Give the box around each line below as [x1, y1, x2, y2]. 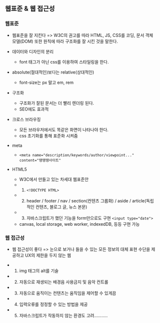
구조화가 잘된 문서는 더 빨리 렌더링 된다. [19, 100, 94, 106]
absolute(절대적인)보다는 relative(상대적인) [12, 69, 94, 75]
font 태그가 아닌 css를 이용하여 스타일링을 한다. [19, 59, 109, 64]
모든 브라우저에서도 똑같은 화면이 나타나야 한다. [19, 126, 109, 132]
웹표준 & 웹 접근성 [5, 4, 55, 13]
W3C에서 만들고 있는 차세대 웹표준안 [19, 176, 89, 182]
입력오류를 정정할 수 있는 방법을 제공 [19, 301, 88, 307]
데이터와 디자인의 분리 [12, 48, 54, 54]
